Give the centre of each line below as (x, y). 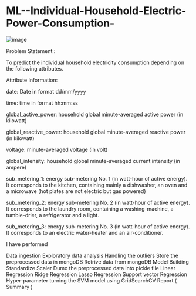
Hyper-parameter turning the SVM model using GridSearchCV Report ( (92, 280)
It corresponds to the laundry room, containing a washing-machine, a (90, 209)
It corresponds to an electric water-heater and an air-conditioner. (85, 232)
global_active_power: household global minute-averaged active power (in (95, 114)
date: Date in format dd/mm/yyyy (46, 91)
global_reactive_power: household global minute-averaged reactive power (96, 132)
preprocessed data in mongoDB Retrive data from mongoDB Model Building (97, 262)
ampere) (16, 167)
